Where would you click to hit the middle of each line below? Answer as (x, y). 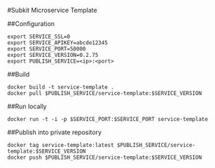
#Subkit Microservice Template (52, 10)
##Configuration (31, 24)
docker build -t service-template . (61, 87)
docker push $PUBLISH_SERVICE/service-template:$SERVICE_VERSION (104, 157)
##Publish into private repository (55, 132)
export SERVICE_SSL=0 (39, 37)
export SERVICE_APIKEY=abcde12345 (58, 43)
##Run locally (27, 106)
